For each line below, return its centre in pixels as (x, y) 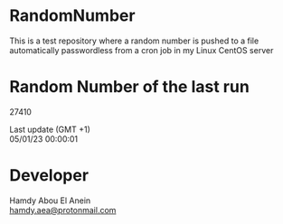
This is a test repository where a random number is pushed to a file (134, 41)
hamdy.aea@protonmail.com (63, 210)
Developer (49, 176)
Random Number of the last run (130, 87)
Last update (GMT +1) (50, 129)
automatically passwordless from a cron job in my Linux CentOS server (141, 50)
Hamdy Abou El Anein (50, 201)
